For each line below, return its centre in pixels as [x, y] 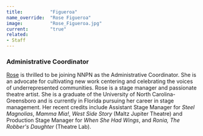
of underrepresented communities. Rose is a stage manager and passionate [101, 88]
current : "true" [37, 29]
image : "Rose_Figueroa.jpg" [54, 23]
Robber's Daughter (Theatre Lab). [49, 127]
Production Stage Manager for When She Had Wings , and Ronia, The [93, 120]
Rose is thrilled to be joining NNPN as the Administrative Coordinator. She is [101, 75]
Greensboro [21, 101]
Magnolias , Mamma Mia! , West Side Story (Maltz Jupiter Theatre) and [94, 114]
